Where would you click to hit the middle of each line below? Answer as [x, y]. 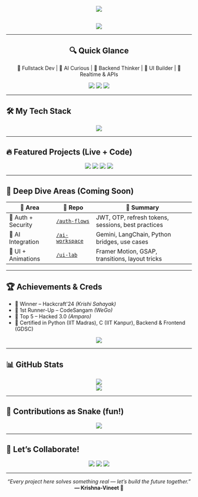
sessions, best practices [129, 225]
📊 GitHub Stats [35, 365]
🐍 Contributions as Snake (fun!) [65, 412]
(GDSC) [24, 329]
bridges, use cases [122, 242]
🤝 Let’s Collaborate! [43, 450]
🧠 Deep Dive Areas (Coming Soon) [70, 191]
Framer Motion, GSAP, [127, 252]
